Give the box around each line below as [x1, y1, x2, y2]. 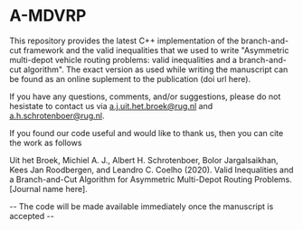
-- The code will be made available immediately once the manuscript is [9, 200, 274, 212]
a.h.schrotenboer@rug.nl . [9, 110, 105, 121]
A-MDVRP [9, 5, 87, 26]
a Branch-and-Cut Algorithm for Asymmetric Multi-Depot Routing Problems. [9, 173, 292, 185]
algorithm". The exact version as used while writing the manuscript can [23, 64, 289, 75]
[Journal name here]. [9, 183, 88, 194]
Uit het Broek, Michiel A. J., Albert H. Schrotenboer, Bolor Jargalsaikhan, [9, 154, 279, 165]
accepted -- [9, 210, 54, 221]
